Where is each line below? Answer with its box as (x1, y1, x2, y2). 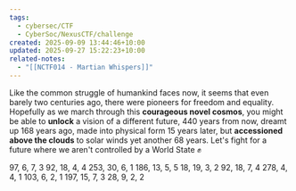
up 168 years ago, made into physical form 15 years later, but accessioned (9, 125, 284, 136)
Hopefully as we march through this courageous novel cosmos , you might (9, 106, 284, 117)
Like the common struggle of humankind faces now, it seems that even (9, 87, 269, 98)
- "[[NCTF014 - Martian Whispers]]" (17, 63, 153, 72)
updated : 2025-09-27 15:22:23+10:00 (9, 46, 145, 55)
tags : (9, 12, 29, 22)
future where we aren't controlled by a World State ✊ (9, 144, 202, 154)
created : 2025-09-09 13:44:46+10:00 (9, 37, 145, 47)
